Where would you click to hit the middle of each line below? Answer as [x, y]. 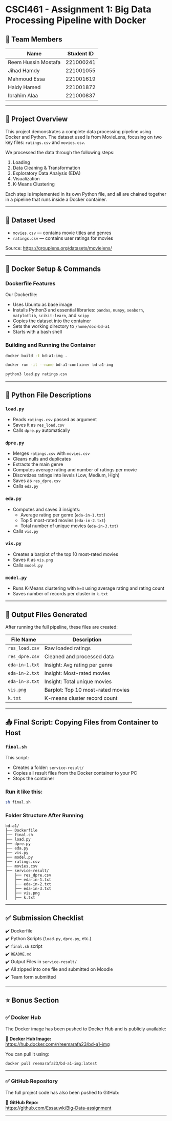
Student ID [81, 54]
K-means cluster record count [81, 698]
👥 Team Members [34, 39]
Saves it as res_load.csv [39, 425]
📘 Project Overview [37, 119]
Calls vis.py [25, 531]
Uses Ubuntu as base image [42, 305]
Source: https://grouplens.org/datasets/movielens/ [59, 248]
